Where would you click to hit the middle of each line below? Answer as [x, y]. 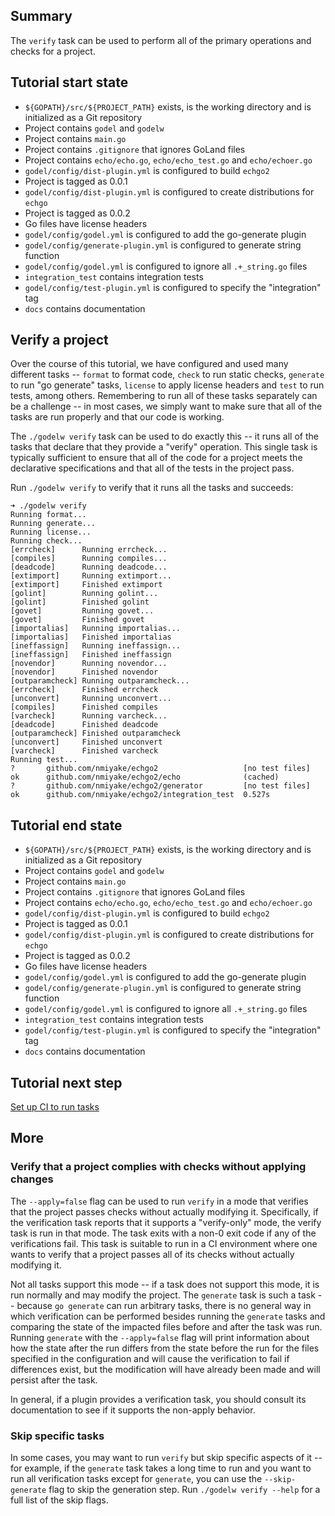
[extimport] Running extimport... [91, 576]
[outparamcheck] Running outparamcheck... [100, 681]
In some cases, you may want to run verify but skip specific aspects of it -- [166, 1458]
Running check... [46, 541]
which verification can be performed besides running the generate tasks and [168, 1316]
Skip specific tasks [57, 1436]
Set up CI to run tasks [55, 1107]
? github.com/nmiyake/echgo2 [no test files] [160, 769]
